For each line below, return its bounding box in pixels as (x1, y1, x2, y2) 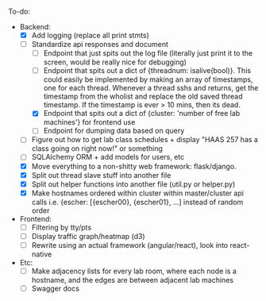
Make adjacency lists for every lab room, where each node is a (31, 266, 237, 276)
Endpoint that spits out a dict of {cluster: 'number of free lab (43, 109, 241, 118)
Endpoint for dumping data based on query (43, 126, 185, 136)
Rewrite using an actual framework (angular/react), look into (31, 240, 229, 249)
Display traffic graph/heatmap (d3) (31, 231, 145, 241)
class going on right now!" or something (31, 144, 163, 153)
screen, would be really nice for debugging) (43, 57, 187, 67)
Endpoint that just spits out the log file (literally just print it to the (43, 48, 253, 58)
